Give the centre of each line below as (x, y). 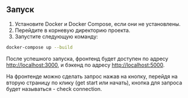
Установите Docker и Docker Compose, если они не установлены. (98, 24)
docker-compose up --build (39, 47)
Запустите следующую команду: (56, 36)
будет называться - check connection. (54, 89)
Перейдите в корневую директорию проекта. (72, 30)
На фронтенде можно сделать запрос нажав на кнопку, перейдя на (92, 76)
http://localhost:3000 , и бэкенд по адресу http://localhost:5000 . (85, 65)
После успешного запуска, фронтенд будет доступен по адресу (87, 58)
